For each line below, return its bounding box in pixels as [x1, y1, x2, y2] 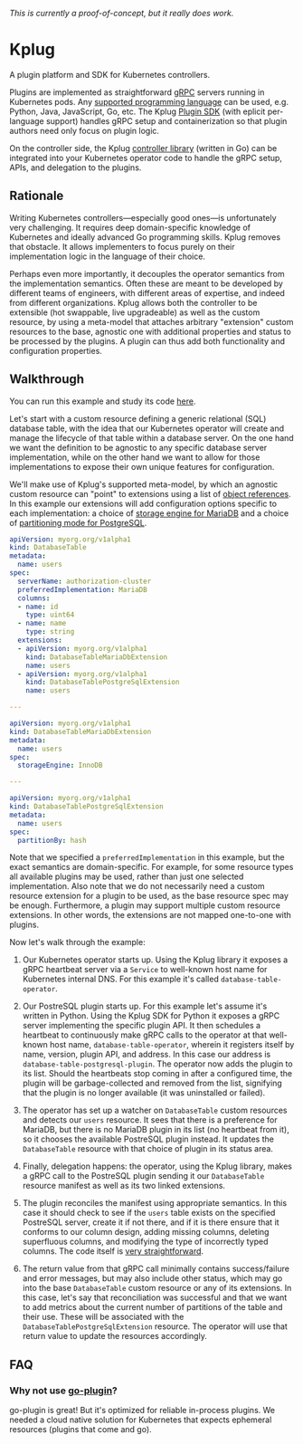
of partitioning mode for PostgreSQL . [9, 517, 147, 528]
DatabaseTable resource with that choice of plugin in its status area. [22, 1143, 274, 1154]
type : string [25, 627, 75, 636]
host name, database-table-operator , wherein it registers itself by [49, 1039, 295, 1050]
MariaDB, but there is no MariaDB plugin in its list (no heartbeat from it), [22, 1124, 289, 1135]
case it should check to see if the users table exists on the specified [22, 1208, 276, 1219]
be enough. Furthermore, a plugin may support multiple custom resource [9, 900, 281, 911]
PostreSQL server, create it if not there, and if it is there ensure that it [22, 1217, 279, 1228]
